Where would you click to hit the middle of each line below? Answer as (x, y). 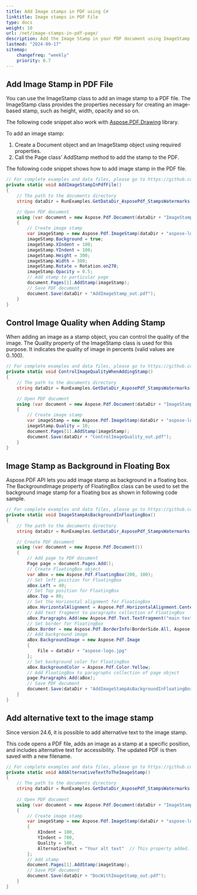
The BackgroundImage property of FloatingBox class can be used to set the (98, 486)
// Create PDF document (46, 542)
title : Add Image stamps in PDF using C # (57, 11)
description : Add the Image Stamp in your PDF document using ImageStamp (98, 39)
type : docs (19, 22)
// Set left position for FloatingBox (74, 580)
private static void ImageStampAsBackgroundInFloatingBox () (81, 515)
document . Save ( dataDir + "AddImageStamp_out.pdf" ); (92, 294)
